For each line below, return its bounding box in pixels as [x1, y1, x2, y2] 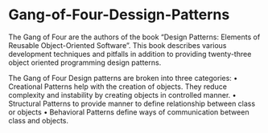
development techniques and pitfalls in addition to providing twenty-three [8, 49, 252, 58]
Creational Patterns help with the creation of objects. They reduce [8, 82, 228, 91]
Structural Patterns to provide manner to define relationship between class [8, 99, 256, 108]
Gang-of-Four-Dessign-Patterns [8, 6, 230, 24]
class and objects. [8, 115, 68, 125]
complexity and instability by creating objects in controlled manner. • [8, 90, 237, 99]
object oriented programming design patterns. [8, 58, 162, 67]
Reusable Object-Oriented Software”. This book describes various [8, 40, 227, 50]
